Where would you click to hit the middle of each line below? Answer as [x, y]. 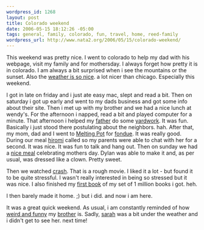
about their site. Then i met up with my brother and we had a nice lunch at [99, 108]
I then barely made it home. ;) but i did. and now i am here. [79, 196]
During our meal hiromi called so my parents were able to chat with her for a [102, 140]
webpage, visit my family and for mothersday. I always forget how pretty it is [102, 64]
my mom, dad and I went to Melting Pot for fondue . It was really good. [94, 134]
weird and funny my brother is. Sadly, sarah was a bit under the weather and [102, 214]
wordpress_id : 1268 [31, 12]
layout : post [23, 18]
